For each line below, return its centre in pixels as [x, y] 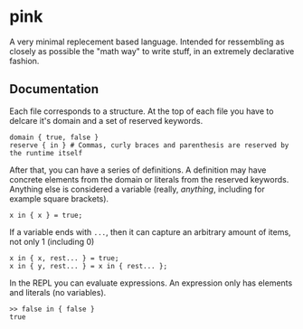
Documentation [54, 89]
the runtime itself [46, 153]
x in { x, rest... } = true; [64, 258]
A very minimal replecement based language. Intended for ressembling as [147, 42]
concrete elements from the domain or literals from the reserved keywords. [149, 179]
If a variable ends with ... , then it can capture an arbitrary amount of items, [150, 231]
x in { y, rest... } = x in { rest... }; [89, 266]
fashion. [24, 61]
